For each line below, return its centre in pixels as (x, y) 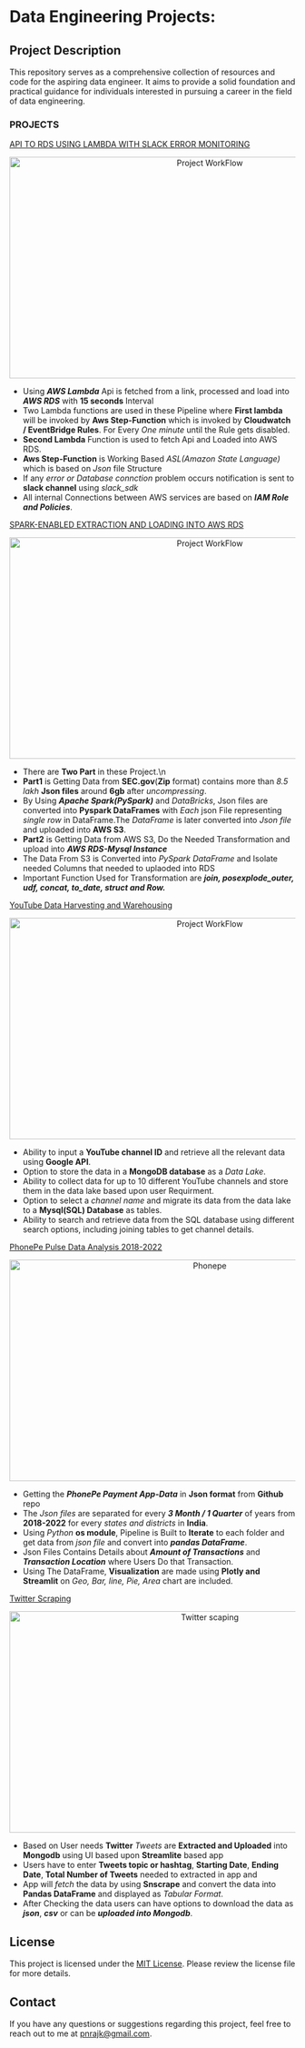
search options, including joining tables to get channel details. (138, 1229)
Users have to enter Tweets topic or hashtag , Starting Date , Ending (151, 1865)
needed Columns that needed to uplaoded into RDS (118, 869)
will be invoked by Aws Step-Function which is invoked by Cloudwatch (157, 421)
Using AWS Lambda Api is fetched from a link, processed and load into (156, 392)
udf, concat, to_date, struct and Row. (94, 888)
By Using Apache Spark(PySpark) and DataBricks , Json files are (145, 800)
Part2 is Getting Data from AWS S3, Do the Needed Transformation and (156, 840)
